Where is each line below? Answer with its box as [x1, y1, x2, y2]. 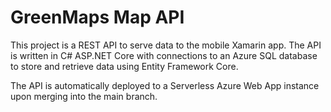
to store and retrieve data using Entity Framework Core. [10, 60, 239, 72]
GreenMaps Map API [10, 6, 185, 29]
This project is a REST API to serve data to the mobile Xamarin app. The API [10, 39, 322, 51]
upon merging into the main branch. [10, 90, 158, 102]
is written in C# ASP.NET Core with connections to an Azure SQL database [10, 49, 318, 61]
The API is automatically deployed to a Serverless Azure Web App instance [10, 79, 320, 91]
